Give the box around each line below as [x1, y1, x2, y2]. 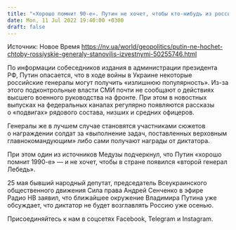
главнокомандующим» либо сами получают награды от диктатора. [7, 137, 211, 145]
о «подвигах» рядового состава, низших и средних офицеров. [7, 108, 195, 116]
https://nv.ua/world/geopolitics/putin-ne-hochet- [81, 43, 223, 51]
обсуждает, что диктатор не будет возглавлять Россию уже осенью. [7, 201, 214, 210]
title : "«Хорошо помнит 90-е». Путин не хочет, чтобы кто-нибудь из [7, 10, 212, 18]
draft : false [7, 23, 46, 30]
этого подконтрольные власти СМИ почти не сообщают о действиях [7, 86, 214, 95]
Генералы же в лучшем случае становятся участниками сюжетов [7, 122, 206, 130]
